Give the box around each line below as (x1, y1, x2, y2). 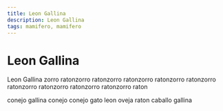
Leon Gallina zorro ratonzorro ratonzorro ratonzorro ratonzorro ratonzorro (7, 75, 217, 83)
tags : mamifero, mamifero (7, 23, 81, 30)
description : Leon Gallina (7, 17, 85, 23)
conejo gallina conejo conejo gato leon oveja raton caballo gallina (7, 96, 193, 104)
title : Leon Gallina (7, 10, 67, 17)
